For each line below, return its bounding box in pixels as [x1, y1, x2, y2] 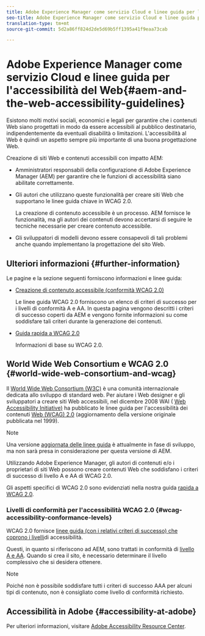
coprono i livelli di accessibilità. [6, 533, 84, 541]
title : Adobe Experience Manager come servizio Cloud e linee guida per [6, 9, 195, 15]
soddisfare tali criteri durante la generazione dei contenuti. [15, 318, 163, 325]
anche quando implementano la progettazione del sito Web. [15, 240, 166, 248]
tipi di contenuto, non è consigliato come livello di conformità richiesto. [6, 588, 184, 596]
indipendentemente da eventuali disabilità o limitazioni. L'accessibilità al [6, 129, 187, 137]
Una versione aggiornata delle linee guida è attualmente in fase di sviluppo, [6, 441, 196, 448]
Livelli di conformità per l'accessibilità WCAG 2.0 [6, 505, 154, 514]
